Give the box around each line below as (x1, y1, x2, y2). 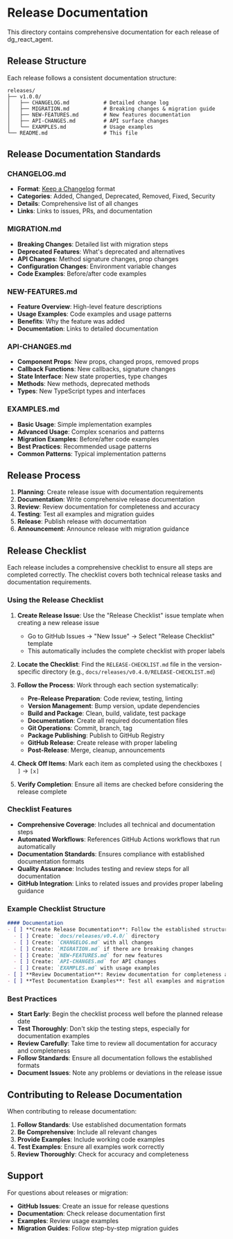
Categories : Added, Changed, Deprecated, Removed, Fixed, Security (17, 192, 216, 200)
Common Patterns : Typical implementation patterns (17, 449, 166, 458)
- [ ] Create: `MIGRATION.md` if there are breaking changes (13, 945, 194, 952)
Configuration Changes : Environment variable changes (17, 262, 177, 270)
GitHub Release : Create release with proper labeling (27, 738, 178, 746)
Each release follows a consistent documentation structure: (7, 73, 177, 82)
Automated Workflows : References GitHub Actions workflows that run (17, 835, 221, 843)
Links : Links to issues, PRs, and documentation (17, 206, 153, 216)
